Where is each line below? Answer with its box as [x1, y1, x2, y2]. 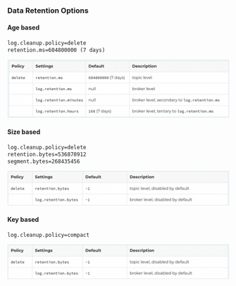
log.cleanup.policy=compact [7, 232, 90, 239]
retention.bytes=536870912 [7, 151, 87, 158]
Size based [7, 128, 41, 136]
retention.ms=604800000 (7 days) [7, 46, 106, 54]
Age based [7, 23, 40, 32]
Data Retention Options [7, 6, 89, 15]
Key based [7, 215, 39, 223]
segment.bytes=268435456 [7, 158, 80, 166]
